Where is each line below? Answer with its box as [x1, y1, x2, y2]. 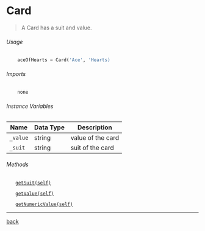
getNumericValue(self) [15, 201, 73, 207]
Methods [6, 161, 29, 168]
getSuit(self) [15, 180, 51, 186]
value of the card [70, 134, 120, 142]
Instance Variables [6, 102, 54, 110]
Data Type [34, 123, 65, 132]
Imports [6, 70, 26, 77]
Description [77, 123, 113, 132]
